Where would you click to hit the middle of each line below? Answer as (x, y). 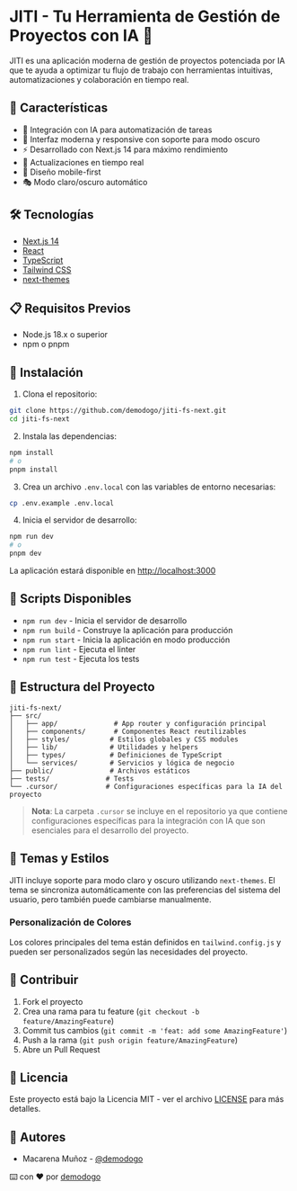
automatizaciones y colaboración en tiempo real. (100, 79)
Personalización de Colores (70, 922)
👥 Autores (38, 1137)
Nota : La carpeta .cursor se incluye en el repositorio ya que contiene (159, 810)
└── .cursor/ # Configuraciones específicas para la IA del (146, 786)
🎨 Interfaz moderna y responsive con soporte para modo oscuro (141, 139)
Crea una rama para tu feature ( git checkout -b (111, 1011)
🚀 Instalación (46, 372)
